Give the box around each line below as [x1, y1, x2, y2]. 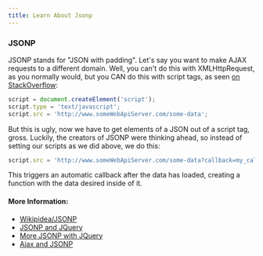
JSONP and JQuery [19, 222, 84, 232]
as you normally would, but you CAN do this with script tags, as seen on [8, 71, 240, 81]
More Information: [8, 197, 69, 207]
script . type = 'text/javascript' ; [8, 103, 121, 111]
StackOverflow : [8, 80, 59, 90]
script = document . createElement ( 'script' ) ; [8, 95, 156, 103]
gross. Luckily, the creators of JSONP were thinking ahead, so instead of [8, 133, 243, 142]
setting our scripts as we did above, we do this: [8, 141, 160, 150]
